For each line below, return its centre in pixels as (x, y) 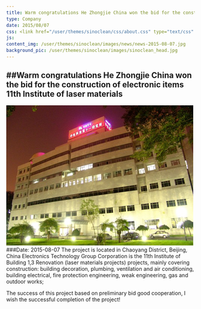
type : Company (24, 19)
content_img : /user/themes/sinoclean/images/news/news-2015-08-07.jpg (96, 44)
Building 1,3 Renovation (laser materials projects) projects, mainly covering (98, 262)
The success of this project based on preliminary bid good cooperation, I (96, 293)
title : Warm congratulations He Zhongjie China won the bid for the (93, 13)
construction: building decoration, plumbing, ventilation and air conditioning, (100, 268)
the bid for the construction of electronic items (95, 85)
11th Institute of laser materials (65, 94)
